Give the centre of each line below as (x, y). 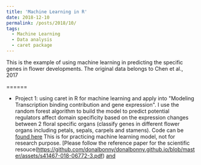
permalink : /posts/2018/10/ (42, 23)
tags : (13, 28)
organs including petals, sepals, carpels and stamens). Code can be (99, 130)
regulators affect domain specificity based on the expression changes (102, 117)
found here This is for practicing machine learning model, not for (95, 136)
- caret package (32, 46)
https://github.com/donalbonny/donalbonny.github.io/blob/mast (116, 149)
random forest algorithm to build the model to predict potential (92, 111)
